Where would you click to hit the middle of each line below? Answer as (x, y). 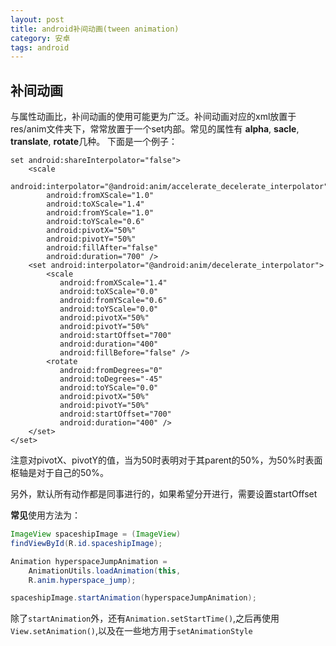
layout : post (37, 19)
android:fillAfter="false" (102, 248)
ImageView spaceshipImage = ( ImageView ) (96, 534)
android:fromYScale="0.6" (113, 301)
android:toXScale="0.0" (109, 292)
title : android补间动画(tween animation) (95, 29)
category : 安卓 (40, 38)
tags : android (40, 47)
